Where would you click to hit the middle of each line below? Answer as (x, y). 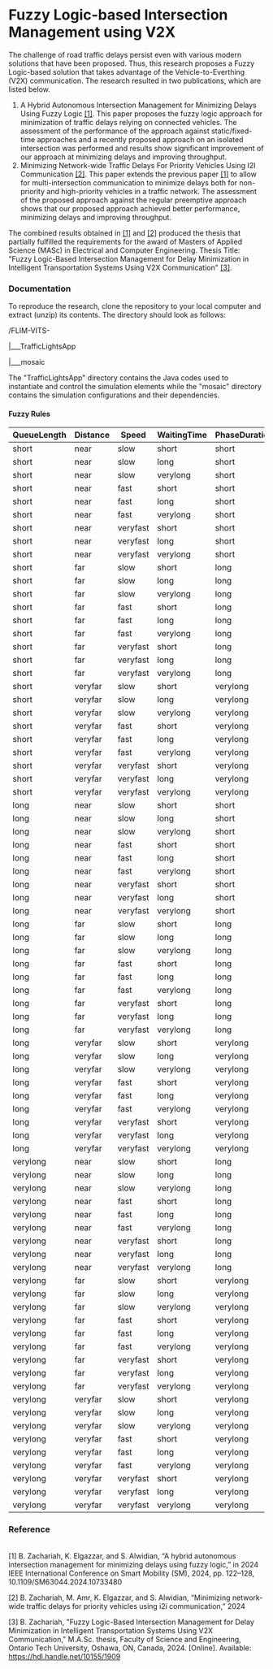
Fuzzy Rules (30, 414)
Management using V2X (92, 32)
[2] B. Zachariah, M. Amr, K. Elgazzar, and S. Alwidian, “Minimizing (119, 1597)
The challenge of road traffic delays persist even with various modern (125, 54)
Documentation (40, 288)
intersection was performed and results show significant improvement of (142, 148)
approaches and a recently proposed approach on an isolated (140, 139)
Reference (29, 1529)
